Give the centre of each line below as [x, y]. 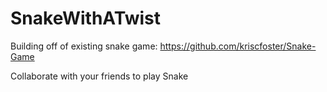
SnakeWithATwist [85, 18]
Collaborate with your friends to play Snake [99, 76]
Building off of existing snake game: [84, 46]
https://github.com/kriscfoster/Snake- [238, 46]
